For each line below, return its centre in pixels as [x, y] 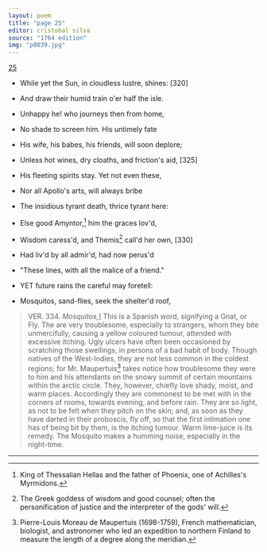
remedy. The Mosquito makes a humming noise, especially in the [134, 436]
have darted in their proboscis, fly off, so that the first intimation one [139, 419]
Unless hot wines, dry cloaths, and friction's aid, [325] [108, 160]
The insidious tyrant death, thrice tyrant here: [94, 207]
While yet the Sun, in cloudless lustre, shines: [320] [104, 83]
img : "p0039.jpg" [37, 45]
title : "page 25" [37, 23]
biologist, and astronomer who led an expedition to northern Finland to [135, 531]
